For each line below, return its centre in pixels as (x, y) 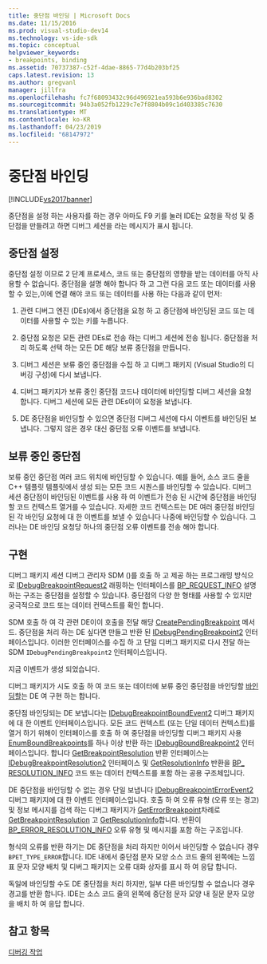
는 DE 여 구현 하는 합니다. (61, 696)
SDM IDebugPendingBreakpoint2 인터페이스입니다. (88, 652)
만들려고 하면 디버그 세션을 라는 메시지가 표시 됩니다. (111, 225)
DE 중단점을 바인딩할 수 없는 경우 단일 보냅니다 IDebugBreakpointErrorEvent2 (131, 790)
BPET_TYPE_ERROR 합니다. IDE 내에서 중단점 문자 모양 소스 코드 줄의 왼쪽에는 (124, 857)
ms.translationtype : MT (48, 113)
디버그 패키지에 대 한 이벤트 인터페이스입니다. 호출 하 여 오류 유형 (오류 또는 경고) (134, 800)
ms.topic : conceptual (44, 46)
